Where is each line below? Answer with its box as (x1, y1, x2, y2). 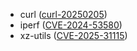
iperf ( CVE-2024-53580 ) (19, 19, 123, 31)
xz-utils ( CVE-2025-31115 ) (19, 30, 128, 41)
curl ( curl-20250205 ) (19, 9, 108, 20)
